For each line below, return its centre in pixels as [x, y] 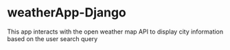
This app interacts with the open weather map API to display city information [115, 32]
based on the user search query [53, 38]
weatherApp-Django [67, 13]
